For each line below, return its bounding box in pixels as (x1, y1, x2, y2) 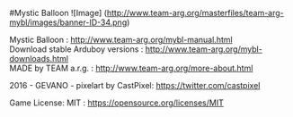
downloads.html (9, 54, 69, 63)
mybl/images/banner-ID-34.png (9, 17, 128, 28)
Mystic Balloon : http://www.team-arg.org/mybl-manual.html (9, 35, 233, 45)
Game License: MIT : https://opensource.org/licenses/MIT (9, 97, 225, 108)
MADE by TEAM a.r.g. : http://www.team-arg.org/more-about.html (9, 63, 253, 73)
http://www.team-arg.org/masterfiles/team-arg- (106, 8, 285, 18)
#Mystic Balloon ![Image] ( (9, 8, 108, 18)
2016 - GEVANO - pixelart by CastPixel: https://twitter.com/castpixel (9, 80, 261, 90)
